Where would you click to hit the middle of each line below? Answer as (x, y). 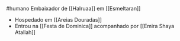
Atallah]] (25, 32)
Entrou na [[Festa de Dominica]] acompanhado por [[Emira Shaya (94, 26)
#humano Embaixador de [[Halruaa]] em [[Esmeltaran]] (73, 8)
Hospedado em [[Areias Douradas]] (58, 20)
